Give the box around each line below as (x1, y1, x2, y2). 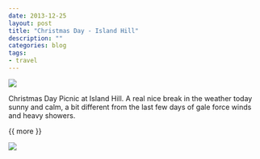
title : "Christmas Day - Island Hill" (8, 26, 139, 35)
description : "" (8, 34, 63, 43)
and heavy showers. (8, 110, 76, 120)
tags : (8, 49, 27, 57)
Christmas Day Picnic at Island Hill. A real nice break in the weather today (8, 93, 253, 103)
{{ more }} (8, 126, 42, 136)
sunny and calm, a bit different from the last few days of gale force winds (8, 102, 252, 112)
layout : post (8, 19, 52, 27)
